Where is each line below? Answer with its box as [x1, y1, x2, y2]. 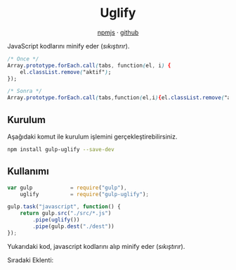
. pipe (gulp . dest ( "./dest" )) [32, 223, 114, 230]
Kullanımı [7, 165, 49, 177]
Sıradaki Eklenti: [7, 255, 54, 264]
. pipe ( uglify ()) [32, 217, 80, 224]
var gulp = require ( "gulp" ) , [7, 184, 128, 191]
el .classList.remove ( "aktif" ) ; [20, 68, 112, 75]
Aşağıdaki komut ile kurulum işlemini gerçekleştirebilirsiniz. [7, 132, 178, 141]
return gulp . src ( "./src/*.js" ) [20, 210, 112, 217]
